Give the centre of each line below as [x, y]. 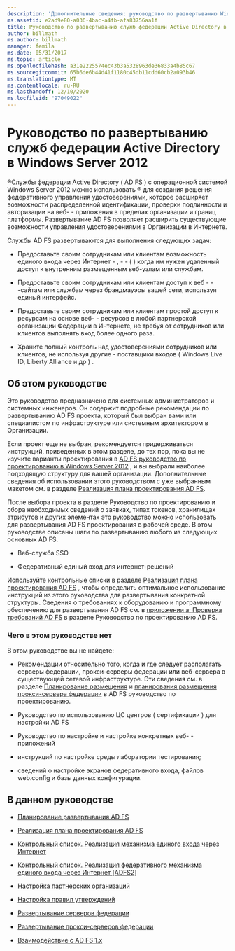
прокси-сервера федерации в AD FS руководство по [97, 694]
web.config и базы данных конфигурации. [79, 778]
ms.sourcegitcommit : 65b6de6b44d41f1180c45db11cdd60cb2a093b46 [101, 72]
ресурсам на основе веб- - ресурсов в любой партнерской [107, 318]
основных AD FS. [33, 539]
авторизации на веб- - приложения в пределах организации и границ [112, 211]
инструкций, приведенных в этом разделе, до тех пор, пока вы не [106, 451]
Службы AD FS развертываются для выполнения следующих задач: [109, 240]
